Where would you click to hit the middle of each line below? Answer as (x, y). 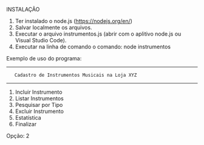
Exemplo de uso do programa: (44, 58)
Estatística (28, 118)
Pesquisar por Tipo (39, 105)
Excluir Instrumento (39, 111)
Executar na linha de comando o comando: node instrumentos (93, 47)
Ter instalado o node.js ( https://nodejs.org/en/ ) (73, 21)
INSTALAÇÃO (23, 9)
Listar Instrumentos (39, 98)
